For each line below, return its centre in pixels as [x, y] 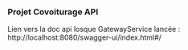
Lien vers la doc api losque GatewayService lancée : [94, 29]
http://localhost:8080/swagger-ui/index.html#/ [85, 37]
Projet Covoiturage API [53, 12]
